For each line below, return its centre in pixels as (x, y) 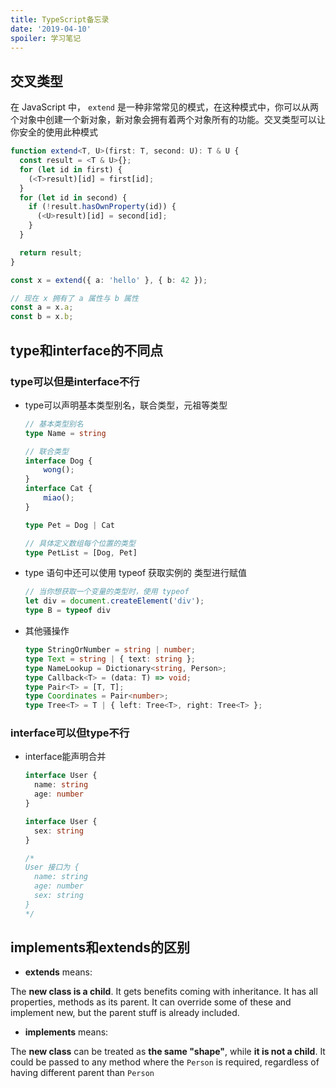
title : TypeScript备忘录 (60, 19)
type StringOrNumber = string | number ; (110, 650)
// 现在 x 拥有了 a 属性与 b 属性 (74, 298)
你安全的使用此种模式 (54, 132)
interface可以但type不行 (70, 733)
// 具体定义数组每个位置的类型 (80, 543)
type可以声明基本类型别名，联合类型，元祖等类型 (126, 405)
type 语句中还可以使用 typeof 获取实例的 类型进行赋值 (136, 573)
